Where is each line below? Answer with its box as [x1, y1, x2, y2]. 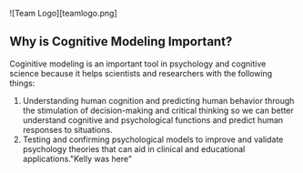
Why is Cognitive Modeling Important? [9, 34, 233, 49]
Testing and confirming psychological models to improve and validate [22, 134, 284, 145]
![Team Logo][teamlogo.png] [9, 8, 117, 18]
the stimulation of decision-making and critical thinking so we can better [22, 105, 294, 116]
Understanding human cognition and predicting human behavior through [22, 95, 295, 106]
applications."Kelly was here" [22, 153, 133, 164]
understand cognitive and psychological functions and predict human [22, 114, 284, 126]
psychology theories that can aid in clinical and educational [22, 143, 246, 154]
